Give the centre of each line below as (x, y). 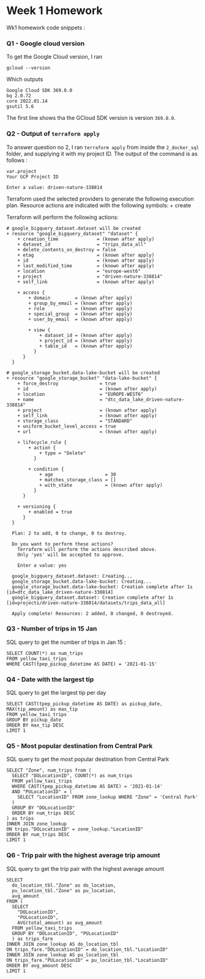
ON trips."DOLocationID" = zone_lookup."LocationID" (75, 829)
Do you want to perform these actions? (63, 544)
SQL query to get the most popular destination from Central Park (88, 759)
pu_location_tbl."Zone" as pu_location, (64, 890)
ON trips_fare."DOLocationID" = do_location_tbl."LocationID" (87, 949)
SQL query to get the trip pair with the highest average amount (85, 868)
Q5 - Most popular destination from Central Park (80, 746)
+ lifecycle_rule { (42, 442)
